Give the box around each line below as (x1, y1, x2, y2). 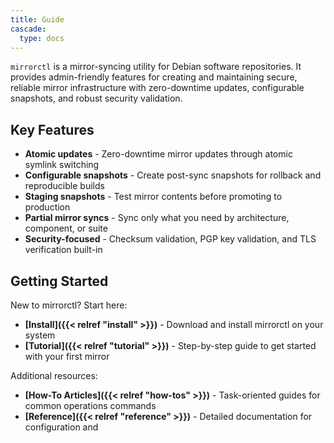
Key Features (10, 121, 95, 138)
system (24, 329, 56, 341)
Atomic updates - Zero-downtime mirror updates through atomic (24, 148, 293, 160)
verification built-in (24, 244, 103, 256)
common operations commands (24, 400, 157, 411)
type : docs (19, 33, 65, 43)
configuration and (24, 421, 99, 433)
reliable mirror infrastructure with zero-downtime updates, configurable (10, 82, 305, 94)
